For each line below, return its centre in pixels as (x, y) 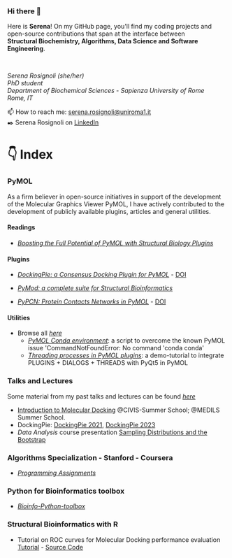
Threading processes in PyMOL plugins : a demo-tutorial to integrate (126, 355)
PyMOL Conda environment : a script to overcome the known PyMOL (126, 341)
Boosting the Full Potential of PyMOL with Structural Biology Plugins (115, 243)
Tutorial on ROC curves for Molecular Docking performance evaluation (119, 539)
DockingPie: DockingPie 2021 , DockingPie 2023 (86, 424)
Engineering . (26, 49)
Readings (21, 227)
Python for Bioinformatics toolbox (66, 491)
